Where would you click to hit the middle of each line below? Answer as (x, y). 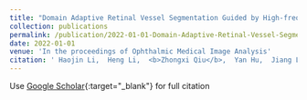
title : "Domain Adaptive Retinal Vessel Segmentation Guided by (134, 18)
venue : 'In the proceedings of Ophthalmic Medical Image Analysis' (141, 52)
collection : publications (58, 26)
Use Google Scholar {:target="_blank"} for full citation (110, 86)
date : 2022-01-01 (42, 43)
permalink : (30, 35)
